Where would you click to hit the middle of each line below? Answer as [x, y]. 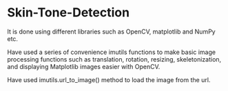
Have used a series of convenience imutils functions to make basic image [111, 52]
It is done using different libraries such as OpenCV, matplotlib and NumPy [111, 31]
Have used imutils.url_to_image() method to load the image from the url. [109, 79]
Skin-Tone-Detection [68, 13]
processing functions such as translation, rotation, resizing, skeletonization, [114, 59]
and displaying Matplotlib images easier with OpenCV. [84, 66]
